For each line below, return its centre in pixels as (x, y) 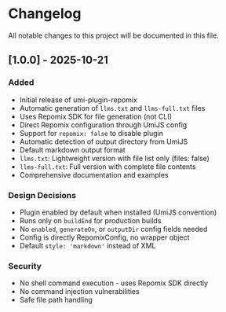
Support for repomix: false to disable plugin (91, 133)
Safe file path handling (56, 300)
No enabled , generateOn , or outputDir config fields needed (113, 229)
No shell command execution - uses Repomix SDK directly (114, 283)
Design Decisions (42, 195)
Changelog (45, 14)
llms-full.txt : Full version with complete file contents (108, 167)
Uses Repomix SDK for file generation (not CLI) (96, 116)
